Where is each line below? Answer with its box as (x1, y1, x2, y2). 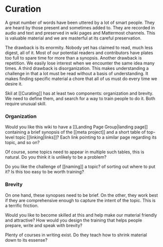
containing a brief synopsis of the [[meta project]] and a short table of (5, 129, 146, 135)
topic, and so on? (5, 140, 40, 145)
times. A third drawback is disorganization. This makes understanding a (5, 65, 149, 71)
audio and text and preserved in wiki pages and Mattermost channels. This (5, 30, 155, 36)
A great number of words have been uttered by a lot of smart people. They (5, 20, 155, 25)
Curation (5, 3, 41, 15)
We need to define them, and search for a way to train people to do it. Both (5, 95, 155, 101)
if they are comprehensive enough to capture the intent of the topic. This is (5, 197, 156, 203)
